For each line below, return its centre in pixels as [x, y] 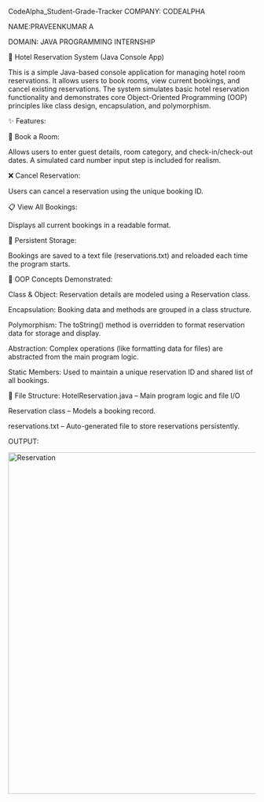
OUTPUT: [24, 441]
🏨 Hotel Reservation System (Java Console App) [86, 57]
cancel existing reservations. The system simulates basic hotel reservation [129, 89]
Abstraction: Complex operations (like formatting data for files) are [115, 348]
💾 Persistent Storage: [42, 240]
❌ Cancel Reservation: [44, 175]
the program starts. [39, 264]
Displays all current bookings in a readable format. [90, 225]
